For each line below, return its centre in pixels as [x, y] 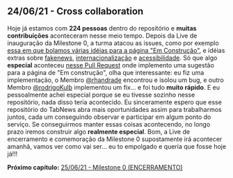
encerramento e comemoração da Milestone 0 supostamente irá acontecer [115, 139]
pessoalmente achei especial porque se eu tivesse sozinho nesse [101, 95]
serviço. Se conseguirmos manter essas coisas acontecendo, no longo [109, 124]
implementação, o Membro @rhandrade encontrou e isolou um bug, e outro [115, 80]
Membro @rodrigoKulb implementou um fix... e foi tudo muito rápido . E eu [114, 87]
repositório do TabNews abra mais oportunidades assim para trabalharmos [114, 109]
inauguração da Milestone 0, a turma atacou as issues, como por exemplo [113, 43]
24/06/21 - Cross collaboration [75, 11]
